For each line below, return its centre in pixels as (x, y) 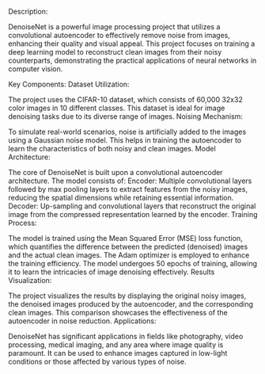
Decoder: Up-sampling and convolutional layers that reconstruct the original (132, 206)
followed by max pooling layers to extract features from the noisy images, (128, 189)
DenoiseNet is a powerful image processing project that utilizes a (114, 27)
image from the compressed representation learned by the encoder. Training (133, 214)
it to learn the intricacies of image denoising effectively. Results (112, 272)
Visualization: (30, 280)
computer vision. (36, 69)
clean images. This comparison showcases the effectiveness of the (118, 313)
